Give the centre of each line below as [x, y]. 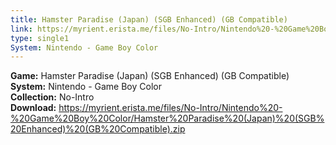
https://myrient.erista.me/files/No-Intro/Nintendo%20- [170, 108]
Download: [33, 108]
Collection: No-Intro [52, 97]
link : [21, 29]
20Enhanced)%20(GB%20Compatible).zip [98, 129]
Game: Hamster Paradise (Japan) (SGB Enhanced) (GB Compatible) [150, 76]
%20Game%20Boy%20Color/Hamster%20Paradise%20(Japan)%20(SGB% [167, 118]
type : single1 [40, 38]
